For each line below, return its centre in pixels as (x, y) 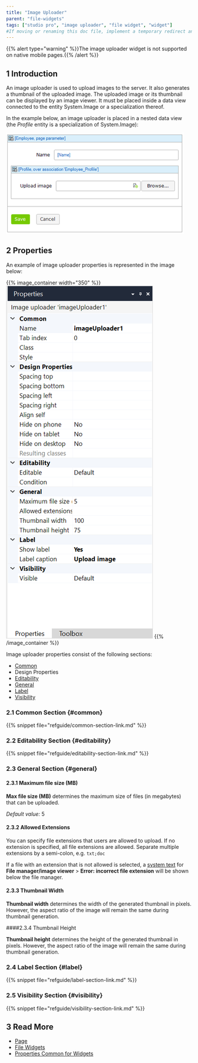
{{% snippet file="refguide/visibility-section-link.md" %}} (76, 1008)
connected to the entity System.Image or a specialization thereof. (85, 107)
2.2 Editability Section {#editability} (59, 741)
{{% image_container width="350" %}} (54, 282)
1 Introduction (32, 74)
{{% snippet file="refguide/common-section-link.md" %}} (76, 725)
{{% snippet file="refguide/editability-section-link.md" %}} (77, 754)
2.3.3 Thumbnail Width (35, 891)
